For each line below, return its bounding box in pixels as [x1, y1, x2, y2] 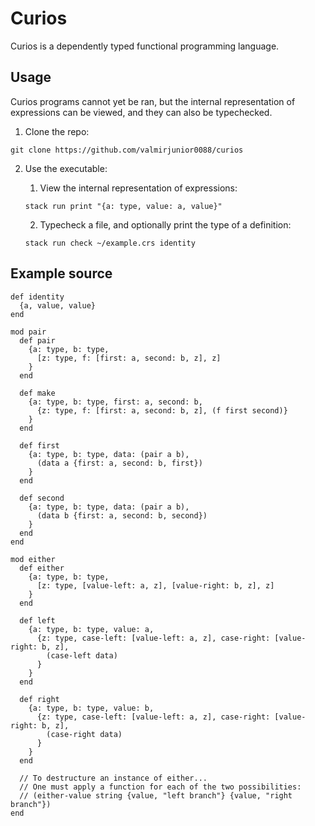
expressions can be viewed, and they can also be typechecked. [10, 106, 273, 118]
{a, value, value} [19, 300, 97, 311]
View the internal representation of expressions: [39, 182, 238, 194]
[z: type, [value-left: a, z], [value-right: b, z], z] [36, 580, 275, 591]
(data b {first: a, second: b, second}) [36, 510, 208, 521]
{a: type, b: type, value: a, [28, 624, 155, 634]
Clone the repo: [24, 125, 90, 137]
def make [19, 388, 56, 398]
